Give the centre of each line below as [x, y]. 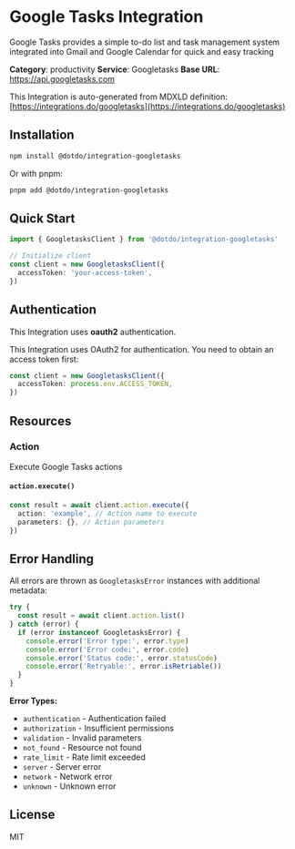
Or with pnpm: [36, 173]
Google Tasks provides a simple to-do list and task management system [145, 42]
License [32, 815]
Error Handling [51, 559]
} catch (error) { [44, 624]
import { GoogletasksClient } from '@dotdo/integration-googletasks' [144, 240]
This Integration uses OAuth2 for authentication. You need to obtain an [142, 349]
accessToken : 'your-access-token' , [85, 272]
